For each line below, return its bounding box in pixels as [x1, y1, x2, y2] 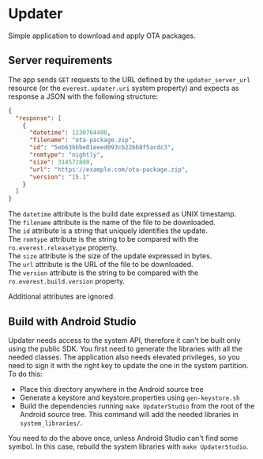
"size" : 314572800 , [28, 158, 93, 166]
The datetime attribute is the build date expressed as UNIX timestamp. [8, 209, 237, 219]
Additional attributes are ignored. [8, 292, 116, 301]
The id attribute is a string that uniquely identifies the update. [8, 226, 208, 235]
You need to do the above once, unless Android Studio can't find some [8, 433, 239, 442]
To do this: [8, 369, 43, 378]
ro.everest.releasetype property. [8, 243, 118, 253]
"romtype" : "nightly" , [28, 151, 104, 159]
